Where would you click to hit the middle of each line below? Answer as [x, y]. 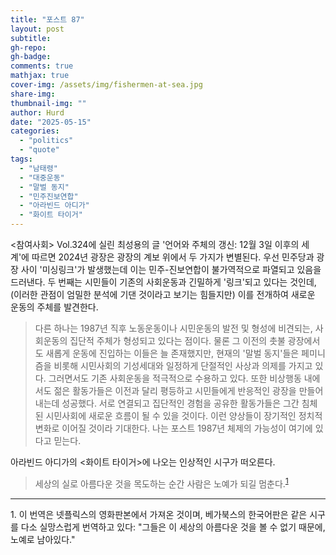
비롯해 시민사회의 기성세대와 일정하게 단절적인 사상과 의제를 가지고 [183, 365]
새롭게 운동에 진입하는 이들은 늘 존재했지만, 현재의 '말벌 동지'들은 [172, 353]
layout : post [37, 29]
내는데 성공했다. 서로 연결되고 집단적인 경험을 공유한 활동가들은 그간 [167, 403]
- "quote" [39, 150]
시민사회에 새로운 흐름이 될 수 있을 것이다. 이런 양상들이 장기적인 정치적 [184, 415]
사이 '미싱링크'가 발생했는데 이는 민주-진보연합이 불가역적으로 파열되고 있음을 [171, 269]
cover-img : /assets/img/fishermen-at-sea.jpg [106, 85]
